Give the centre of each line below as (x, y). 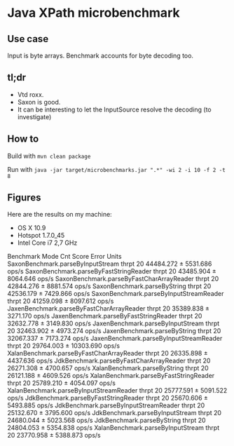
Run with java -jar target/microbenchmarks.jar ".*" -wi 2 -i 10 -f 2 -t (116, 169)
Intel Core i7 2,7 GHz (47, 243)
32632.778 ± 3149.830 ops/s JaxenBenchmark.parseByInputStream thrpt (113, 323)
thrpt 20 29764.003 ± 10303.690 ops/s (64, 346)
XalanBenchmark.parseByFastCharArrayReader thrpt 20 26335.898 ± (108, 353)
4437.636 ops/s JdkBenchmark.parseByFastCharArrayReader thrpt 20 (109, 361)
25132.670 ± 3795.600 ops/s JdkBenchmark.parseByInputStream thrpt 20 (115, 413)
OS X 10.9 (32, 228)
